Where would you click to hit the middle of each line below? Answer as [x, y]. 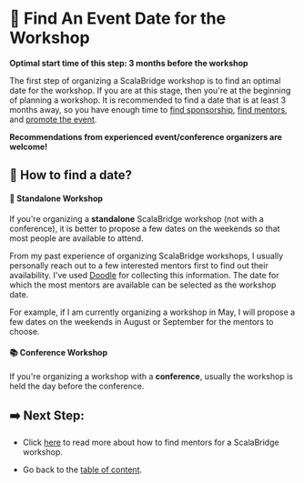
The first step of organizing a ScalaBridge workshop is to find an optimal [145, 80]
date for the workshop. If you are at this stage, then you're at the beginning [150, 90]
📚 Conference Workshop [59, 353]
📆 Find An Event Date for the [117, 19]
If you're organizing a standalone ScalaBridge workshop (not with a [137, 218]
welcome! [29, 146]
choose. [25, 331]
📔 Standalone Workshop [56, 198]
